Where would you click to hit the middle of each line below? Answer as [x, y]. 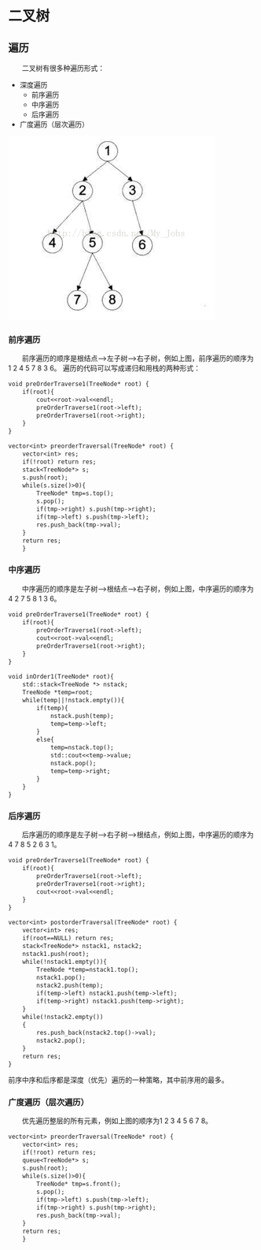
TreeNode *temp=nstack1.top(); [88, 969]
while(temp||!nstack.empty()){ [74, 700]
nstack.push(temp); [82, 716]
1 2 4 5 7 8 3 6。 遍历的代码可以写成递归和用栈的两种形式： [104, 368]
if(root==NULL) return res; [68, 938]
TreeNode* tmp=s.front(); [79, 1184]
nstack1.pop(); [61, 977]
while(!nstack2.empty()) [63, 1017]
